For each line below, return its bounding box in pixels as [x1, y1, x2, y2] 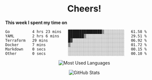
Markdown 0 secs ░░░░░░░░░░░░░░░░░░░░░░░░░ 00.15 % [5, 46, 147, 51]
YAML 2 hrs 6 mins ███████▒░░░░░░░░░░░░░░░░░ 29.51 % [5, 33, 147, 38]
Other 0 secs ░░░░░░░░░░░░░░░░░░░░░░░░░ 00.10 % [5, 51, 147, 56]
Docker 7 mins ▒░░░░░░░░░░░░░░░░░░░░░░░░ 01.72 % [5, 42, 147, 47]
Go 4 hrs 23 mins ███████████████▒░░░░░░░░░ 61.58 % [5, 29, 147, 34]
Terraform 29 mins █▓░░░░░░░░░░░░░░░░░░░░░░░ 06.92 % [5, 38, 147, 43]
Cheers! [67, 3, 102, 14]
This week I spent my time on [5, 19, 68, 25]
